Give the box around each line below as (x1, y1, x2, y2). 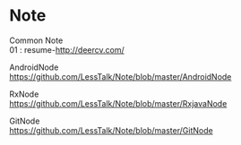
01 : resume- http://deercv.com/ (9, 44, 125, 55)
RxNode (9, 89, 39, 99)
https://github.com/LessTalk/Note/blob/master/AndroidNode (9, 71, 232, 81)
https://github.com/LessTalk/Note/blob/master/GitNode (9, 124, 213, 135)
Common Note (9, 35, 64, 46)
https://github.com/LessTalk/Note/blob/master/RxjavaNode (9, 98, 228, 108)
